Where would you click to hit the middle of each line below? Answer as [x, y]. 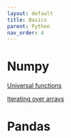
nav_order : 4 [26, 33]
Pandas [29, 127]
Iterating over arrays [36, 99]
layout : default [30, 13]
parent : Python [29, 26]
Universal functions [34, 86]
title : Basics [27, 20]
